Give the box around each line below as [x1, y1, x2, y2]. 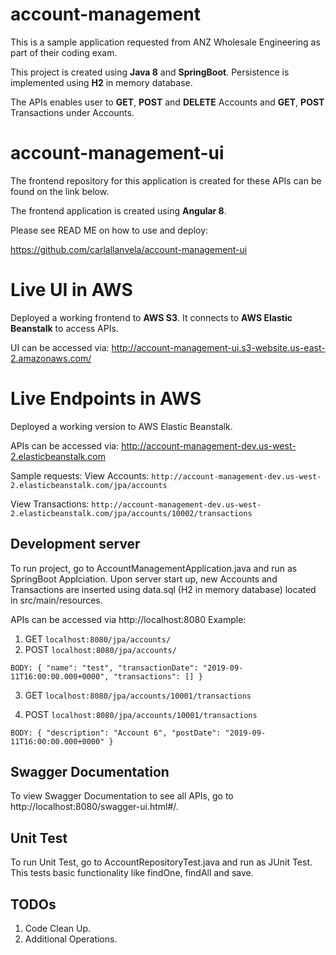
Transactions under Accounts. [10, 106, 135, 118]
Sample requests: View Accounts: [10, 469, 150, 482]
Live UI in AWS [10, 279, 133, 302]
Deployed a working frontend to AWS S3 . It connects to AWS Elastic [10, 311, 293, 323]
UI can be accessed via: [10, 341, 110, 353]
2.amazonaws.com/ [10, 352, 92, 364]
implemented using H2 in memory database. [10, 76, 193, 88]
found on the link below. [10, 185, 110, 197]
